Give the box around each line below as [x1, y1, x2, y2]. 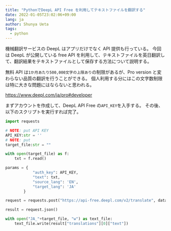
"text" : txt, [32, 175, 60, 180]
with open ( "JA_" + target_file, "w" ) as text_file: [5, 216, 113, 221]
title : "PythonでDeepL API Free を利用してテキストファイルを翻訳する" [5, 7, 146, 13]
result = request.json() [5, 207, 58, 212]
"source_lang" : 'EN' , [32, 179, 79, 184]
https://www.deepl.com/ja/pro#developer [5, 92, 93, 98]
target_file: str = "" [5, 142, 51, 147]
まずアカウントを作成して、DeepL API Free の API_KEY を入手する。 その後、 [5, 103, 163, 108]
